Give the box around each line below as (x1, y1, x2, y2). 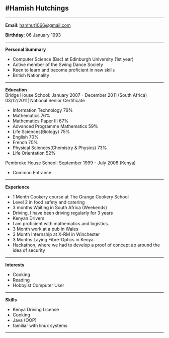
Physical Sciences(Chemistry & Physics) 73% (12, 145, 107, 151)
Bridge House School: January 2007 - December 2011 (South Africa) (5, 92, 147, 98)
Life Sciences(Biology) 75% (12, 128, 70, 134)
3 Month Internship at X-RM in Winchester (12, 231, 100, 237)
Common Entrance (12, 169, 52, 175)
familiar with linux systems (12, 322, 68, 328)
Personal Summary (5, 46, 46, 52)
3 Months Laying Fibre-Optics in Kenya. (12, 236, 95, 242)
